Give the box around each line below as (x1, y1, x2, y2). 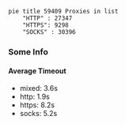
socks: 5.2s (19, 109, 58, 118)
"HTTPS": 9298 (22, 21, 69, 29)
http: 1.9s (19, 92, 50, 102)
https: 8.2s (19, 100, 55, 110)
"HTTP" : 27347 (22, 14, 73, 22)
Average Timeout (8, 66, 67, 75)
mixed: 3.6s (19, 84, 58, 93)
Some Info (8, 46, 49, 57)
